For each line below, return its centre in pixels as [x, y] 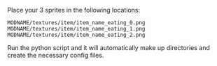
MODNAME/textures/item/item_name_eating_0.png [76, 23]
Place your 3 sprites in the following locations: [74, 10]
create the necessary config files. [56, 55]
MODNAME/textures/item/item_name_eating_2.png [76, 35]
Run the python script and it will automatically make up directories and [108, 48]
